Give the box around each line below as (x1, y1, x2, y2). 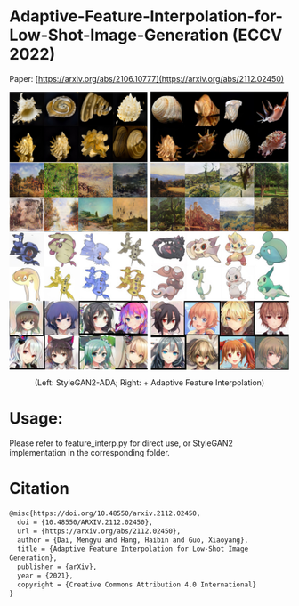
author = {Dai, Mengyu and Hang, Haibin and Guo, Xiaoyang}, (17, 536, 249, 545)
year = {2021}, (17, 571, 74, 580)
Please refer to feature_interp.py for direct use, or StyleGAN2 (9, 438, 234, 448)
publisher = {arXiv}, (17, 562, 98, 571)
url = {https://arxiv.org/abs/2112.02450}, (17, 527, 181, 536)
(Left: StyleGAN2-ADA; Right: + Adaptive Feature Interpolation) (34, 376, 265, 388)
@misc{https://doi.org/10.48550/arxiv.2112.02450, (9, 509, 201, 518)
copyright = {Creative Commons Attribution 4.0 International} (17, 580, 256, 589)
